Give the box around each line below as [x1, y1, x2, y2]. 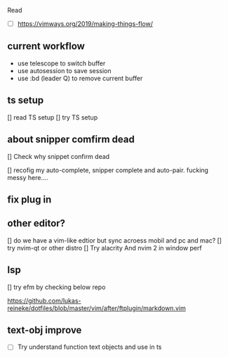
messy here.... [7, 173, 48, 181]
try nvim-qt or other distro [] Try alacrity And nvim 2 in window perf [7, 243, 202, 252]
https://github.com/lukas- [7, 296, 81, 305]
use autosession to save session [17, 66, 112, 75]
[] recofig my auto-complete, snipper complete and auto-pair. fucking [7, 165, 209, 174]
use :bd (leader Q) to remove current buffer [17, 74, 143, 82]
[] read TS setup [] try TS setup [7, 113, 98, 122]
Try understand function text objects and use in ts [17, 343, 162, 351]
